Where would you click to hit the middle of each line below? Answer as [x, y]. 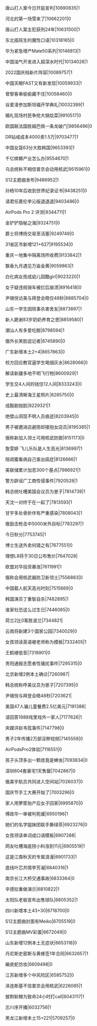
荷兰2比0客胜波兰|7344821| [34, 620]
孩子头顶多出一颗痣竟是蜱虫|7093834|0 [46, 760]
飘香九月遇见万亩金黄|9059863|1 [39, 266]
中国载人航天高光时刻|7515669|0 [39, 588]
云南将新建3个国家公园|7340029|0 [41, 631]
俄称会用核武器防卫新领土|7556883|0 [44, 577]
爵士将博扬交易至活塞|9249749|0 [40, 234]
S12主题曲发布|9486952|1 [32, 180]
